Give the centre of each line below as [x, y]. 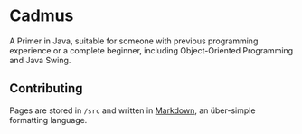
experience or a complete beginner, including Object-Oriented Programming [151, 50]
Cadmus [42, 16]
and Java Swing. [40, 60]
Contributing [46, 88]
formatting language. [48, 120]
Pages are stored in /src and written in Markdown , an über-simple [132, 110]
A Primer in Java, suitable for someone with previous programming [134, 41]
